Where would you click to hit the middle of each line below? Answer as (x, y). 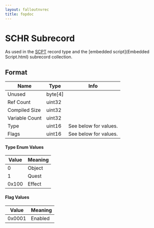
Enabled (40, 218)
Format (16, 72)
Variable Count (24, 118)
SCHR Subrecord (40, 38)
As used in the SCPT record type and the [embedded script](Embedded (77, 52)
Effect (34, 184)
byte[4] (55, 94)
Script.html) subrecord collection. (39, 57)
